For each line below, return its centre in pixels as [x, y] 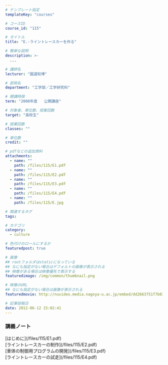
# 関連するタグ [19, 212]
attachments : [19, 156]
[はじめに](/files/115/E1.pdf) [33, 338]
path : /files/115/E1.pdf [40, 165]
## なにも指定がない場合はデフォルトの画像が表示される [55, 267]
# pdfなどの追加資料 [24, 151]
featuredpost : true [25, 248]
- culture [20, 235]
